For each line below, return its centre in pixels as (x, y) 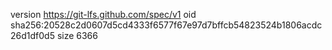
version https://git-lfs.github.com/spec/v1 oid (103, 14)
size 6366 (77, 35)
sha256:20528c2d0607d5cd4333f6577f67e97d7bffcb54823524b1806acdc (166, 25)
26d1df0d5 (32, 35)
